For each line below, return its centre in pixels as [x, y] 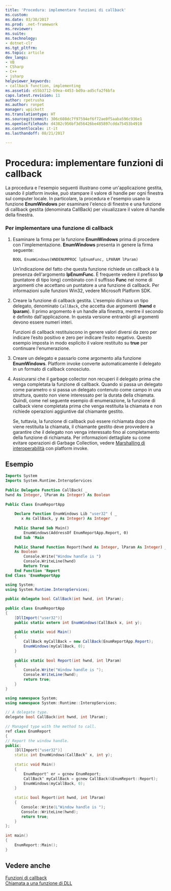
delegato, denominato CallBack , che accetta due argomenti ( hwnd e [84, 306]
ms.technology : [21, 39]
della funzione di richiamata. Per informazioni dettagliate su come [81, 437]
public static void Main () [43, 632]
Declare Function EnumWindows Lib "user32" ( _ [66, 514]
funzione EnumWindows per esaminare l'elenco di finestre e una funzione [83, 204]
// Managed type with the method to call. [51, 727]
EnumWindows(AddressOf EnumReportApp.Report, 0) [76, 533]
